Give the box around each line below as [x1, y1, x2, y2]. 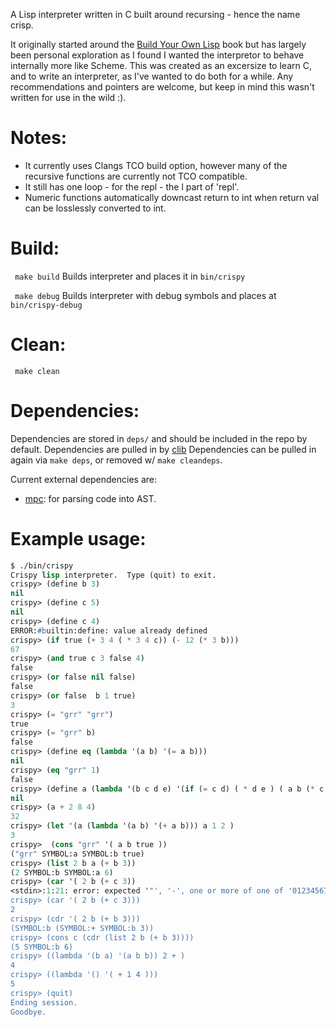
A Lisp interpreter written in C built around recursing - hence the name [10, 9, 301, 20]
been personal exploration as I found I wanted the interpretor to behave [10, 49, 305, 61]
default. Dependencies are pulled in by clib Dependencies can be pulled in [10, 443, 317, 455]
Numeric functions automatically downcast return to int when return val [24, 191, 320, 203]
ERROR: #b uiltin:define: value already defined [10, 625, 208, 636]
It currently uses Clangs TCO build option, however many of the [24, 159, 288, 171]
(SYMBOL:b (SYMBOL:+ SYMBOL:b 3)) [10, 923, 155, 933]
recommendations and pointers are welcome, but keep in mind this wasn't [10, 81, 315, 93]
